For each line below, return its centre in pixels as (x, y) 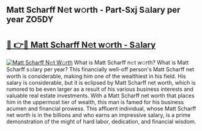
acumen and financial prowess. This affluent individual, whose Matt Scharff (101, 108)
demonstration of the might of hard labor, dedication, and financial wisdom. (101, 122)
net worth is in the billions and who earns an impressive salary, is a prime (99, 115)
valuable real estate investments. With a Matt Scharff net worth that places (100, 96)
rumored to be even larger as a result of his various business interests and (100, 89)
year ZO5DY (30, 20)
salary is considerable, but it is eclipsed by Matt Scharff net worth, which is (101, 83)
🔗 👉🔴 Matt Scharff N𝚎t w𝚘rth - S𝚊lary (81, 45)
